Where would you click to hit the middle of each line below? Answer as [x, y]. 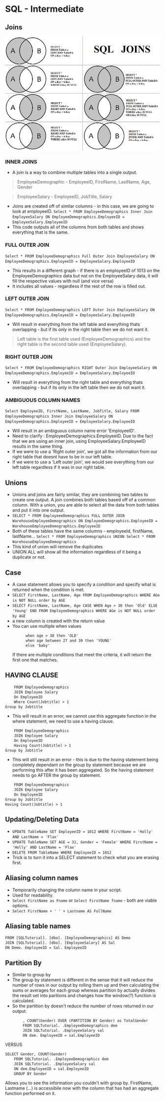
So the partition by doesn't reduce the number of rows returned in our [83, 1006]
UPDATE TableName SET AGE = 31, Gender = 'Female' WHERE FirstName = [85, 842]
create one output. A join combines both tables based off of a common [84, 500]
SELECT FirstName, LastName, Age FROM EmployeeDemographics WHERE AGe [86, 595]
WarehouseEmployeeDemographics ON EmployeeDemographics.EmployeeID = [85, 521]
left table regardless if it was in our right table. [59, 467]
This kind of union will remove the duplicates [57, 547]
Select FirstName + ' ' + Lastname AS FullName [62, 911]
